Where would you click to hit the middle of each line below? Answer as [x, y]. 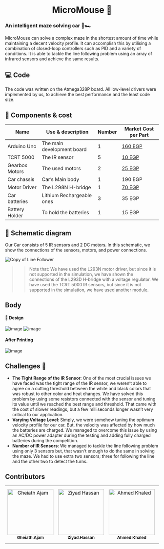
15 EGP [131, 213]
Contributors [25, 477]
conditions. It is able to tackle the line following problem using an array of [79, 54]
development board [64, 150]
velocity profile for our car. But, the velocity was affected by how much [83, 425]
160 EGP [132, 147]
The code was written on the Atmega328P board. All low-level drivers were [81, 89]
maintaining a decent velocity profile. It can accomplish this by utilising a [78, 43]
